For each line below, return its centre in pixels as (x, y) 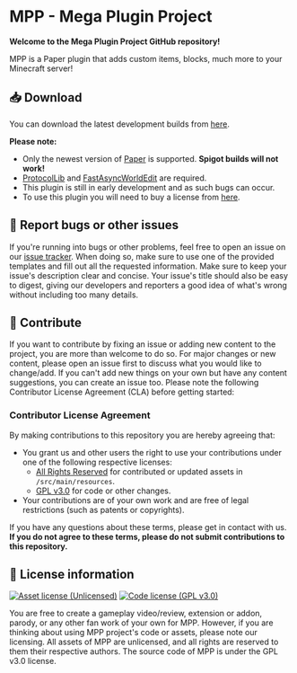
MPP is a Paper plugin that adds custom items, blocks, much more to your (146, 58)
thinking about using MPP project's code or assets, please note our (134, 633)
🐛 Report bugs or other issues (94, 225)
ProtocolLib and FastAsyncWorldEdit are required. (114, 178)
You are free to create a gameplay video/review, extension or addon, (136, 614)
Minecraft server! (41, 68)
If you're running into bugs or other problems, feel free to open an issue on (148, 247)
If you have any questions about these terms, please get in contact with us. (148, 527)
